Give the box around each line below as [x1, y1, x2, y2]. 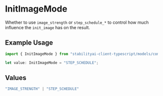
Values [5, 74, 27, 82]
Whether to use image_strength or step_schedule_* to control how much [5, 19, 149, 25]
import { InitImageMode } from [5, 51, 68, 56]
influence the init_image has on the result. [5, 24, 90, 30]
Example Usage [5, 39, 53, 47]
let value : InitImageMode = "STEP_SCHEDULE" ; [5, 60, 98, 65]
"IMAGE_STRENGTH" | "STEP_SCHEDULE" [5, 86, 79, 92]
